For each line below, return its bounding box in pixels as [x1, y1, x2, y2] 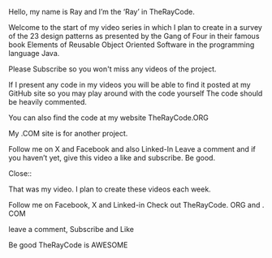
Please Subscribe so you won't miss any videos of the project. [8, 64, 217, 74]
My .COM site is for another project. [8, 129, 128, 138]
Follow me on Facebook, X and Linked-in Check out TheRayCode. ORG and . [8, 200, 265, 209]
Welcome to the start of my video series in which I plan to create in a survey [8, 23, 262, 32]
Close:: [8, 169, 32, 178]
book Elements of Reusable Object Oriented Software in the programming [8, 40, 255, 49]
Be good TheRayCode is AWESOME [8, 240, 128, 250]
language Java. [8, 49, 60, 58]
